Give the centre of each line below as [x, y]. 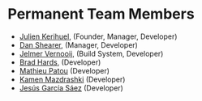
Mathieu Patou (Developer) [64, 70]
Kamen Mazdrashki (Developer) [72, 79]
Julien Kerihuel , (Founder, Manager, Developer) [98, 36]
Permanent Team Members [101, 14]
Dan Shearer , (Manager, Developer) [79, 44]
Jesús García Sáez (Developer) [71, 88]
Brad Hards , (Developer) [60, 62]
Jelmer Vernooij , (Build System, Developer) [91, 53]
